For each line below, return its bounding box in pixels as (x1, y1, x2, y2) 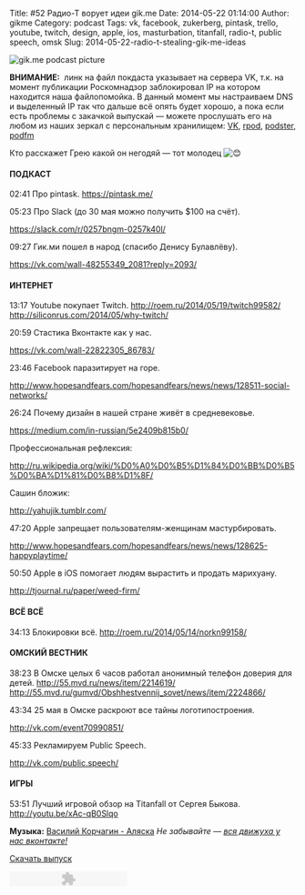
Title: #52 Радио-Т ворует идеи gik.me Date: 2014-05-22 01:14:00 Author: (9, 8, 290, 18)
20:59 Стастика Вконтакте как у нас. (9, 327, 152, 338)
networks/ (9, 390, 48, 401)
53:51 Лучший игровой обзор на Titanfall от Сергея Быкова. (9, 799, 241, 810)
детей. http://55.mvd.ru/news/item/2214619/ (9, 677, 176, 688)
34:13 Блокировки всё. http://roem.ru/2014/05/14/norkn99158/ (9, 627, 248, 638)
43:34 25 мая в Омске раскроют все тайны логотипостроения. (9, 704, 255, 715)
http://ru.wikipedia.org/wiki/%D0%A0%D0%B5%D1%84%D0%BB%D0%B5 (9, 460, 295, 471)
